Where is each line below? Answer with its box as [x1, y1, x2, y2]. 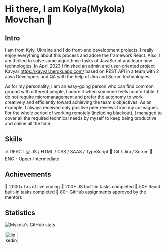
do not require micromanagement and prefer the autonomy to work [5, 94, 143, 100]
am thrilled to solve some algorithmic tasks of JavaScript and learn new [5, 58, 152, 63]
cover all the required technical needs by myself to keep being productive [5, 115, 157, 121]
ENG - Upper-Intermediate [5, 156, 60, 162]
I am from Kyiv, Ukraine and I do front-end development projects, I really [5, 47, 154, 53]
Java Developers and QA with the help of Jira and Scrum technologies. [5, 74, 151, 79]
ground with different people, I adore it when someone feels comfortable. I [5, 89, 158, 94]
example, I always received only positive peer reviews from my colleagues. [5, 105, 159, 110]
